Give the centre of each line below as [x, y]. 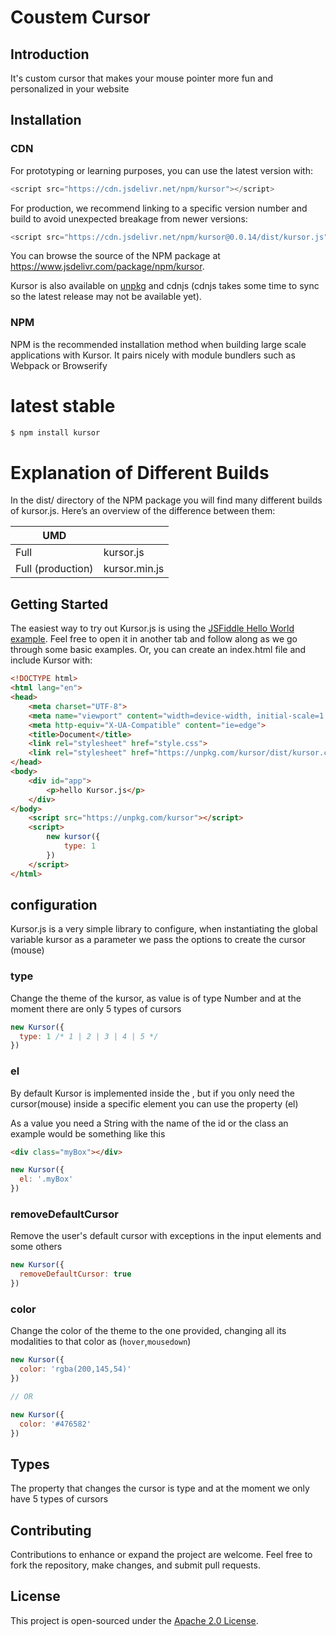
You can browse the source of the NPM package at [115, 256]
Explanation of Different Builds [140, 472]
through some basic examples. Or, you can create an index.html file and [158, 650]
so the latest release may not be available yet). [106, 297]
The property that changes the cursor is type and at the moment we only [160, 1488]
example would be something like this [88, 1133]
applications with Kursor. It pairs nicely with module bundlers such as [153, 355]
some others [36, 1247]
